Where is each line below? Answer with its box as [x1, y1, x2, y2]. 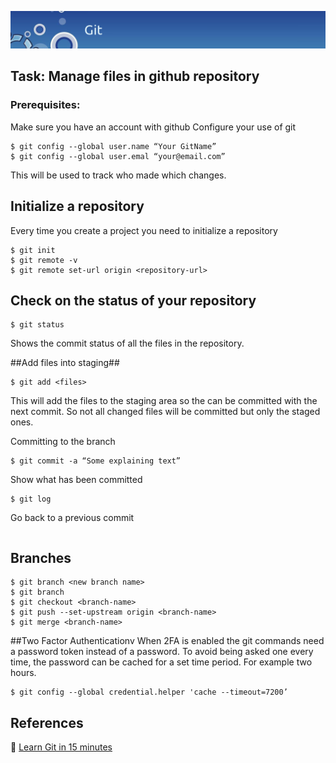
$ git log [10, 494, 52, 505]
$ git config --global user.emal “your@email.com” [10, 151, 226, 161]
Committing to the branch [10, 436, 116, 448]
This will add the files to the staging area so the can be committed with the [10, 395, 318, 407]
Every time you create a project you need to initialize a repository [10, 224, 278, 236]
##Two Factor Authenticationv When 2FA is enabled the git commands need [10, 635, 325, 647]
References [10, 714, 84, 731]
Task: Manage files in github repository [10, 68, 260, 85]
